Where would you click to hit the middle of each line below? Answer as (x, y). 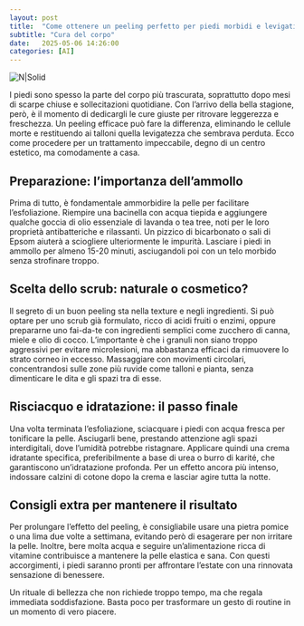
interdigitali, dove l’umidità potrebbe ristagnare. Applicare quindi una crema (150, 448)
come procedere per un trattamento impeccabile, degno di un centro (138, 143)
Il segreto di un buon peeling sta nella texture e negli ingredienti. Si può (142, 311)
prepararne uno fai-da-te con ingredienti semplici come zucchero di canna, (150, 330)
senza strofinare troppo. (54, 260)
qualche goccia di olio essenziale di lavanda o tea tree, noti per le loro (139, 222)
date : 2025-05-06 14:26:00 (64, 43)
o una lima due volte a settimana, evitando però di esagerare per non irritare (151, 536)
